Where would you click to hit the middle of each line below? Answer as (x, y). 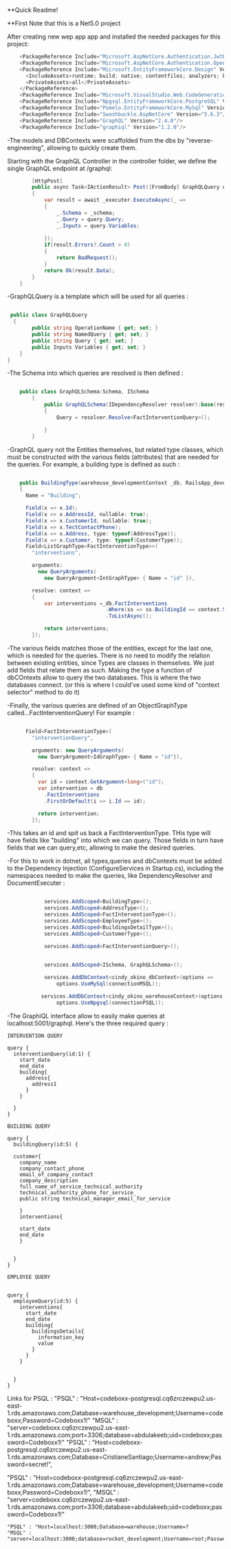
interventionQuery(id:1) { (52, 1054)
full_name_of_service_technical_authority (81, 1187)
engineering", (26, 147)
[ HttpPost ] (47, 181)
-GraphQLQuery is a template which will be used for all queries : (98, 296)
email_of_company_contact (57, 1174)
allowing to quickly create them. (92, 147)
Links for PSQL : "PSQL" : (43, 1398)
